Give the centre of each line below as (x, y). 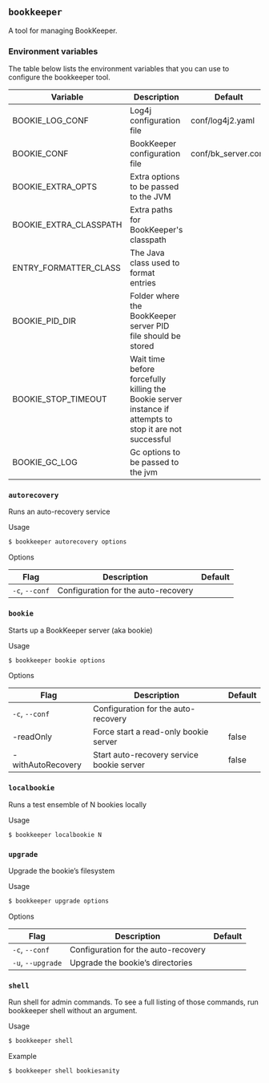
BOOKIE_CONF (40, 154)
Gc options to (155, 452)
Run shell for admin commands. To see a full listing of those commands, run (133, 1002)
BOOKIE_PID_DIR (44, 321)
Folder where (155, 296)
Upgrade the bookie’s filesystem (62, 871)
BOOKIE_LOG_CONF (51, 121)
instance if (149, 410)
